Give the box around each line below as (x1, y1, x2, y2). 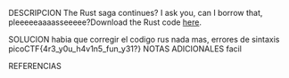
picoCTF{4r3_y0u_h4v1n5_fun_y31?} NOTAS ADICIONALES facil (8, 43, 243, 54)
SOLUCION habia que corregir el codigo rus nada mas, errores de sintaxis (8, 35, 280, 44)
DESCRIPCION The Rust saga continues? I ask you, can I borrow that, (8, 8, 263, 18)
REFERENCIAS (8, 61, 62, 71)
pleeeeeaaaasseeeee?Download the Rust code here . (8, 17, 202, 27)
